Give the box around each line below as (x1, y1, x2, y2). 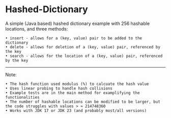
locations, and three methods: (5, 25, 68, 32)
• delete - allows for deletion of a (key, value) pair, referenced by (5, 44, 160, 49)
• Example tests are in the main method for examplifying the (5, 90, 140, 95)
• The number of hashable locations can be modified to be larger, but (5, 99, 160, 104)
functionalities (5, 95, 40, 100)
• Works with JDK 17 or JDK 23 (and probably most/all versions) (5, 108, 147, 113)
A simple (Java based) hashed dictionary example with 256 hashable (5, 20, 150, 26)
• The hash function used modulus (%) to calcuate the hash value (5, 81, 149, 86)
